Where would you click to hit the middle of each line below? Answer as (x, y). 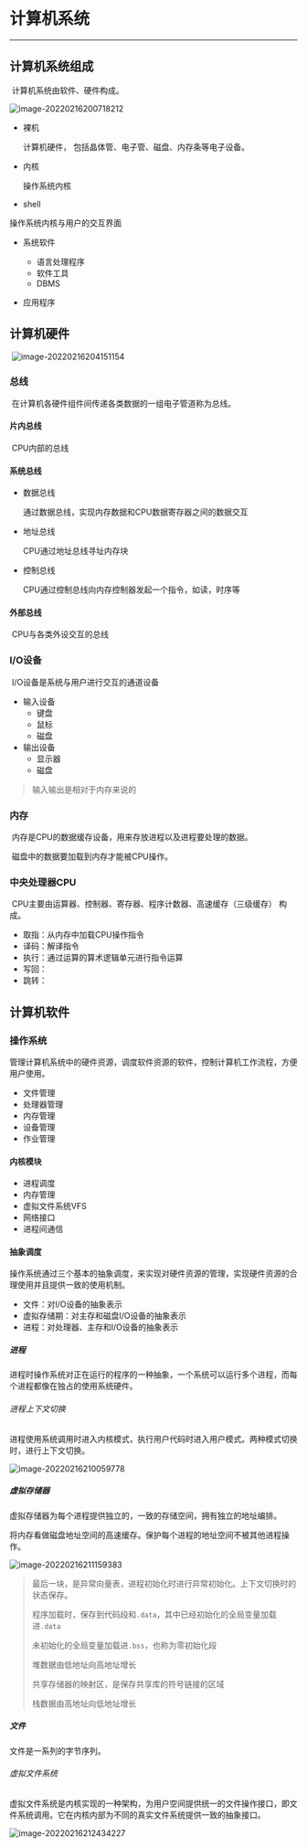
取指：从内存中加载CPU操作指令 (83, 935)
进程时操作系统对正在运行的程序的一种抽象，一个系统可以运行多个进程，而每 (153, 1375)
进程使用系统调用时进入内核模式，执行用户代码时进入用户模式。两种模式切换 (153, 1439)
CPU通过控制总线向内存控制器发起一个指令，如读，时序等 (131, 589)
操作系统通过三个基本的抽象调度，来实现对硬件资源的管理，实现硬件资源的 (149, 1274)
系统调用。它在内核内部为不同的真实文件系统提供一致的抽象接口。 (141, 1814)
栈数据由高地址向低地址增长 (84, 1703)
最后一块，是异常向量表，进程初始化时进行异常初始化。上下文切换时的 (164, 1583)
